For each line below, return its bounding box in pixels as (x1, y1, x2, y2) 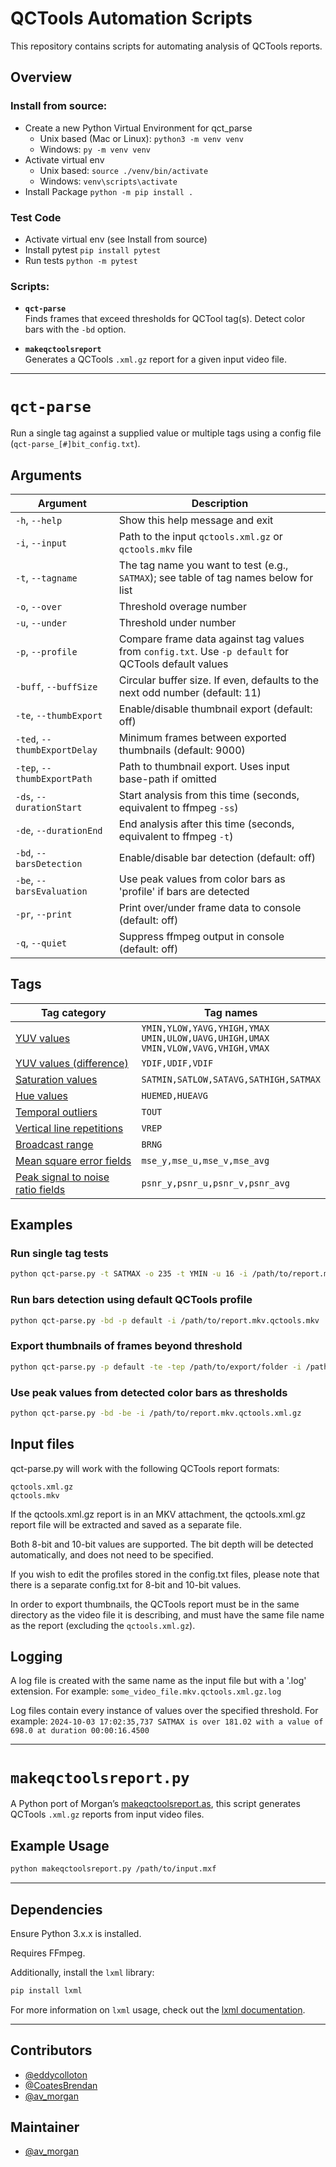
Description (191, 496, 249, 510)
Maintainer (10, 2119, 80, 2136)
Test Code (10, 210, 62, 224)
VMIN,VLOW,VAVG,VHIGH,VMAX (141, 1042, 270, 1054)
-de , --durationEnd (15, 823, 103, 837)
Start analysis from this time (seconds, (118, 788, 300, 802)
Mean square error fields (15, 1153, 132, 1167)
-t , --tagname (15, 570, 78, 584)
